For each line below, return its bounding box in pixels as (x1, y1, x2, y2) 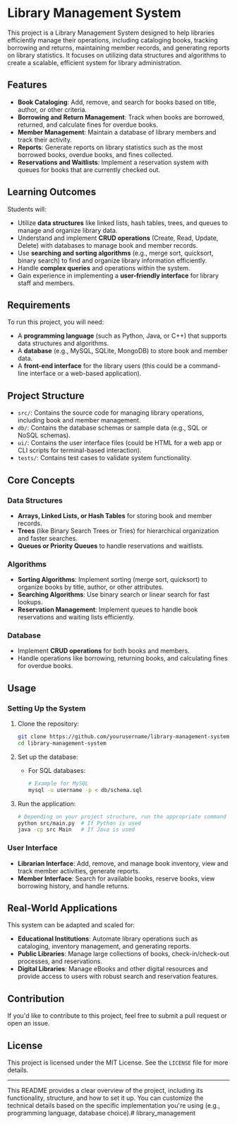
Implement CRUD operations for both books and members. (17, 646, 190, 655)
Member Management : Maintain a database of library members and (17, 127, 217, 136)
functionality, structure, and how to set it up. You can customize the (7, 1094, 204, 1102)
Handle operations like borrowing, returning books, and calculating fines (17, 654, 228, 663)
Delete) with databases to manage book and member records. (17, 241, 198, 249)
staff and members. (17, 278, 75, 287)
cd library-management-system (17, 740, 107, 747)
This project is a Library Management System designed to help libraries (7, 28, 215, 37)
